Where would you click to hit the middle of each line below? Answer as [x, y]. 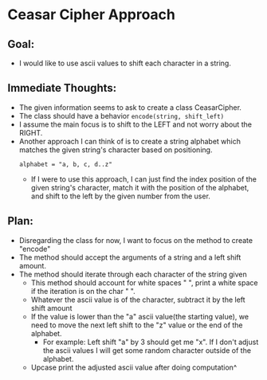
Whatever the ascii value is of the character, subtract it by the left [138, 300]
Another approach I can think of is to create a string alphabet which [130, 141]
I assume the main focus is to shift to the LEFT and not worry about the [135, 124]
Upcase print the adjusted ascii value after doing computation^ [133, 367]
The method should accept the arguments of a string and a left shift [130, 257]
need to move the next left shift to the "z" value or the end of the [137, 325]
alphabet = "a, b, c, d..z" [65, 164]
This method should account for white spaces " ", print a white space [144, 282]
